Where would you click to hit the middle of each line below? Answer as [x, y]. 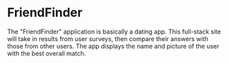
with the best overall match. [47, 53]
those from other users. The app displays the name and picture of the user [113, 46]
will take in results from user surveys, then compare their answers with [108, 38]
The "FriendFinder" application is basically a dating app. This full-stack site [114, 32]
